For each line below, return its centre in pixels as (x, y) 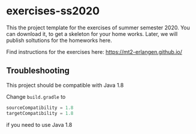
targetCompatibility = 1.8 (40, 113)
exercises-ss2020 (53, 11)
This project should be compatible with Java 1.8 (65, 85)
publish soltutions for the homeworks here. (59, 40)
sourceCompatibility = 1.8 (40, 108)
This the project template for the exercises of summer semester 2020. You (98, 28)
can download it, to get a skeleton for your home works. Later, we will (92, 33)
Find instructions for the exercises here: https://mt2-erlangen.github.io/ (94, 51)
